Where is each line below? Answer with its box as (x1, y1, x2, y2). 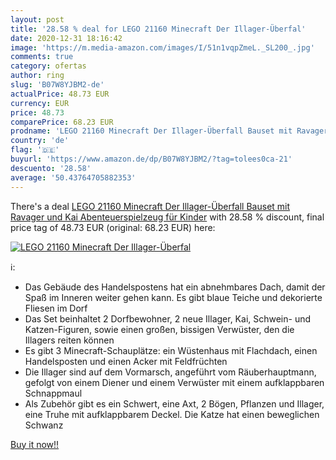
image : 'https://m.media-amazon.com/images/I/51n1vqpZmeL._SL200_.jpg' (10, 42, 315, 53)
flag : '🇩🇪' (10, 145, 60, 155)
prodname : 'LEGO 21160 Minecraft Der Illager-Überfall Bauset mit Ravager (10, 126, 329, 136)
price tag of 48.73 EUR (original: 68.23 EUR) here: (10, 221, 216, 233)
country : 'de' (10, 136, 70, 146)
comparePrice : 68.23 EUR (10, 117, 114, 127)
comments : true (10, 52, 74, 62)
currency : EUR (10, 98, 70, 108)
